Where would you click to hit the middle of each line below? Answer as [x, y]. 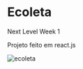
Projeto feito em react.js [41, 45]
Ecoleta [30, 12]
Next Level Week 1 [34, 31]
